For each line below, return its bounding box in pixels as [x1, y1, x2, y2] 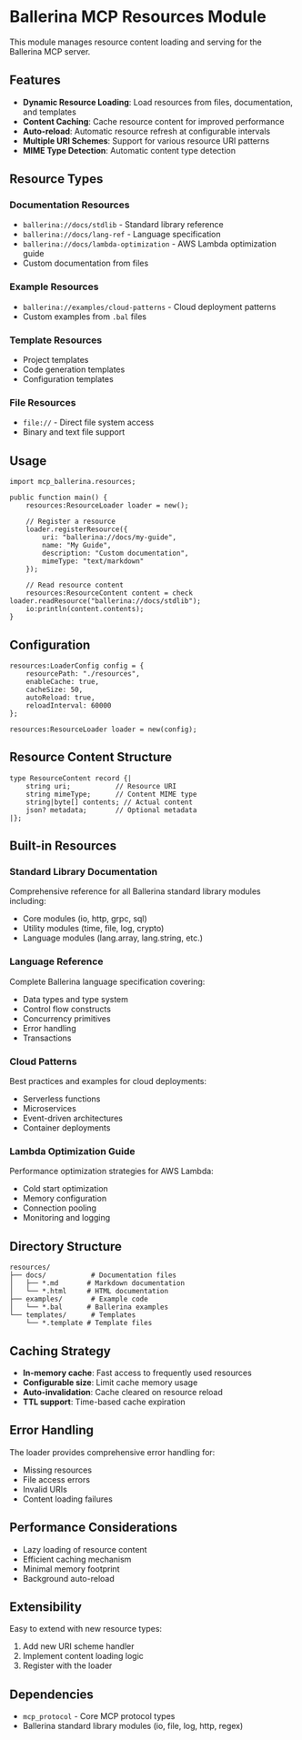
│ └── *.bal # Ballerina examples [9, 1302, 169, 1312]
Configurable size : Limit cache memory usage [22, 1376, 198, 1388]
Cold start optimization [22, 1183, 109, 1194]
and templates [22, 106, 77, 117]
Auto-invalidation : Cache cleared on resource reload [22, 1386, 223, 1397]
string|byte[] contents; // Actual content [25, 798, 194, 807]
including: [9, 896, 47, 907]
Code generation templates [22, 364, 126, 375]
